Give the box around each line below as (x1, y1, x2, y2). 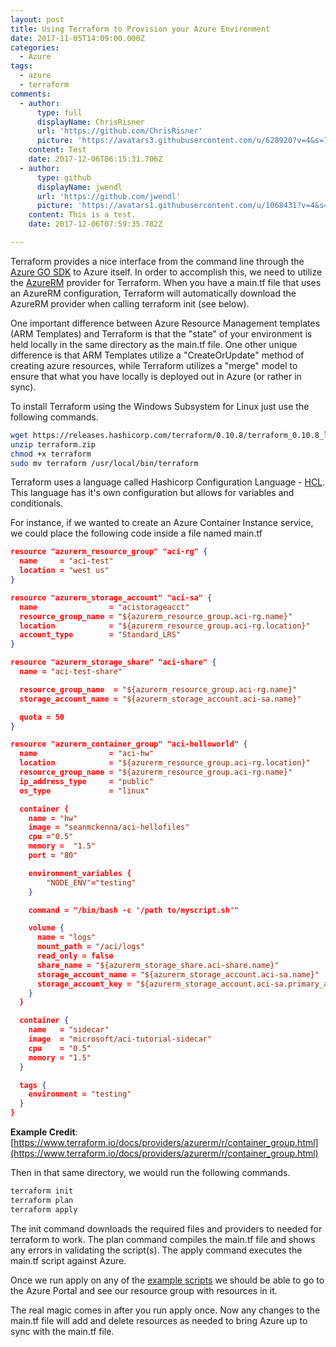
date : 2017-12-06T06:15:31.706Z (28, 154, 163, 164)
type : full (36, 107, 83, 118)
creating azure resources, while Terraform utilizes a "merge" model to (10, 359, 298, 371)
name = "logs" (36, 932, 97, 943)
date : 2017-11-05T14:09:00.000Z (10, 33, 145, 43)
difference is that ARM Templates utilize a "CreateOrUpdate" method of (10, 349, 305, 361)
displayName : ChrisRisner (36, 117, 145, 127)
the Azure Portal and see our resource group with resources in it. (10, 1284, 278, 1296)
